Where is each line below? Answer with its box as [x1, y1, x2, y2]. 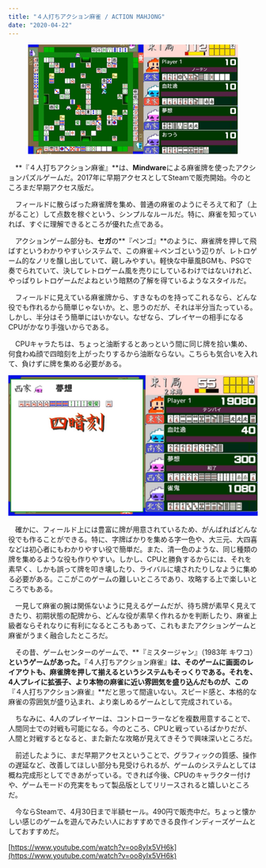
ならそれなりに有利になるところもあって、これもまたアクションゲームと [21, 620, 257, 630]
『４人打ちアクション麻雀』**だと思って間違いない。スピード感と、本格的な [8, 687, 257, 696]
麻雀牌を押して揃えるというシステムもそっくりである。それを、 [49, 667, 257, 676]
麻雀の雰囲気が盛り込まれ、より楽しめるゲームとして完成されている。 [8, 697, 237, 706]
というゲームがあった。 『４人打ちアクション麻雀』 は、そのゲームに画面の [8, 657, 247, 667]
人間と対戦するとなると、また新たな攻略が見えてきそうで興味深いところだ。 [8, 733, 257, 743]
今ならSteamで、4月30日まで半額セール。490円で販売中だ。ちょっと [14, 806, 242, 816]
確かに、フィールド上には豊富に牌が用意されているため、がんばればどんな [14, 524, 257, 534]
